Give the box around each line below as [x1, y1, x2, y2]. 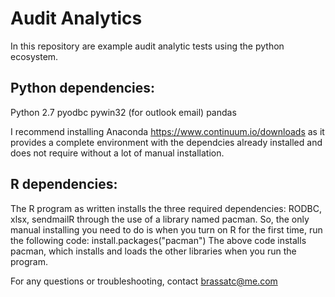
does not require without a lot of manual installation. [10, 147, 225, 159]
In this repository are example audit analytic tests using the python [10, 40, 285, 52]
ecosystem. [10, 50, 59, 62]
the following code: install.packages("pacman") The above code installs [10, 234, 307, 246]
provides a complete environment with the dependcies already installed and [10, 136, 323, 148]
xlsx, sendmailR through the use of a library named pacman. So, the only [10, 213, 310, 225]
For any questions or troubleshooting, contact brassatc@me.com [10, 275, 278, 287]
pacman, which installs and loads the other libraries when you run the [10, 245, 297, 257]
